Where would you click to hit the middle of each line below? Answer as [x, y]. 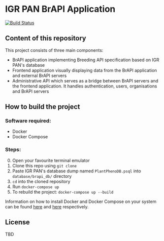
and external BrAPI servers [39, 76]
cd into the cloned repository [41, 181]
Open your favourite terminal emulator [51, 160]
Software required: [28, 121]
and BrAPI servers [31, 91]
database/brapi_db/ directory [42, 176]
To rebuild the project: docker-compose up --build [63, 192]
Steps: [13, 150]
